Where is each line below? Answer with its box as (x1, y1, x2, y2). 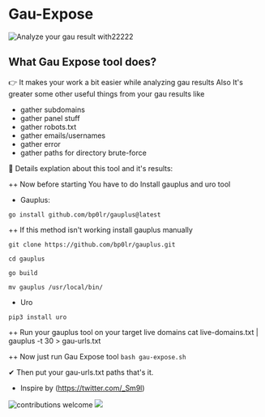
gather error (19, 139, 61, 148)
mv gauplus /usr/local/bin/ (8, 283, 104, 291)
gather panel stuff (19, 113, 80, 123)
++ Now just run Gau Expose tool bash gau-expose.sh (8, 351, 186, 361)
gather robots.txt (19, 122, 77, 131)
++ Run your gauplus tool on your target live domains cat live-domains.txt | (8, 327, 259, 337)
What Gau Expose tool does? (8, 55, 157, 69)
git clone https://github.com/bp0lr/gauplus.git (8, 240, 176, 248)
